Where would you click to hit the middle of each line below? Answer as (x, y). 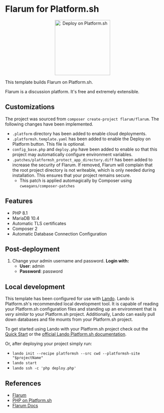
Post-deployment (32, 249)
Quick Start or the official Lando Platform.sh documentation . (66, 334)
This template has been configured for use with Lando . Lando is (70, 299)
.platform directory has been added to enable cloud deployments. (79, 133)
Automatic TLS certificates (39, 223)
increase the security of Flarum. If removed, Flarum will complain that (82, 165)
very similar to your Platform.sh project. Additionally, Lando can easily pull (80, 314)
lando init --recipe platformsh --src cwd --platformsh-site (76, 354)
